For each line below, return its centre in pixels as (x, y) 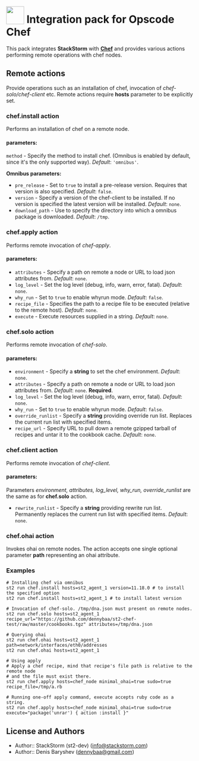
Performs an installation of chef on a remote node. (68, 129)
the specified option (33, 593)
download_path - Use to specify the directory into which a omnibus (96, 211)
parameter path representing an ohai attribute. (63, 555)
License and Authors (45, 731)
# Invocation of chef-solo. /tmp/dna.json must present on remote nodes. (99, 609)
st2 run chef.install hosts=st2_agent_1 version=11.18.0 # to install (95, 588)
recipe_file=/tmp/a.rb (34, 687)
